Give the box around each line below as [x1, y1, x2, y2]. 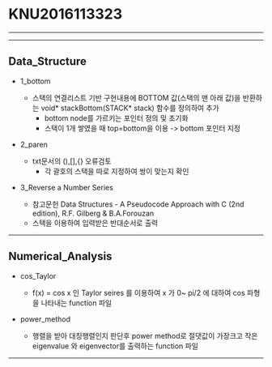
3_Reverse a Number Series [19, 182, 113, 192]
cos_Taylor [19, 271, 57, 280]
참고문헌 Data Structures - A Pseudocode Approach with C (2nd [32, 199, 244, 209]
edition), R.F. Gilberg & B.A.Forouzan [32, 208, 155, 218]
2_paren [19, 139, 49, 149]
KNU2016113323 [8, 5, 123, 23]
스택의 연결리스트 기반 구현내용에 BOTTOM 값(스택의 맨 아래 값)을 [32, 92, 241, 102]
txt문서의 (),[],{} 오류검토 [32, 156, 112, 166]
